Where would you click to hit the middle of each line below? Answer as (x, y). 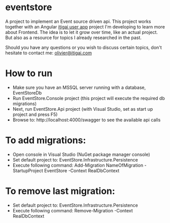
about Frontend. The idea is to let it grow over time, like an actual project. (82, 32)
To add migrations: (46, 140)
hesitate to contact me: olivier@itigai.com (49, 53)
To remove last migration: (60, 191)
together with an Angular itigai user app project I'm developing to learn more (85, 26)
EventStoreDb (27, 92)
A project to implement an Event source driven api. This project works (78, 21)
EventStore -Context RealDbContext (82, 170)
